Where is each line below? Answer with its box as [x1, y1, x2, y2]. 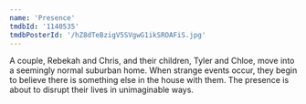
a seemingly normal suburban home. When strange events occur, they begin [9, 65, 298, 76]
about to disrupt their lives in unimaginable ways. [9, 84, 195, 96]
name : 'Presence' [9, 13, 76, 23]
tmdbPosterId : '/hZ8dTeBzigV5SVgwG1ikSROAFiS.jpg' [9, 30, 206, 39]
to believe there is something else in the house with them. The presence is [9, 75, 290, 86]
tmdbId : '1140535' [9, 22, 79, 31]
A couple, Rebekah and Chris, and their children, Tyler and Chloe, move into [9, 56, 295, 67]
